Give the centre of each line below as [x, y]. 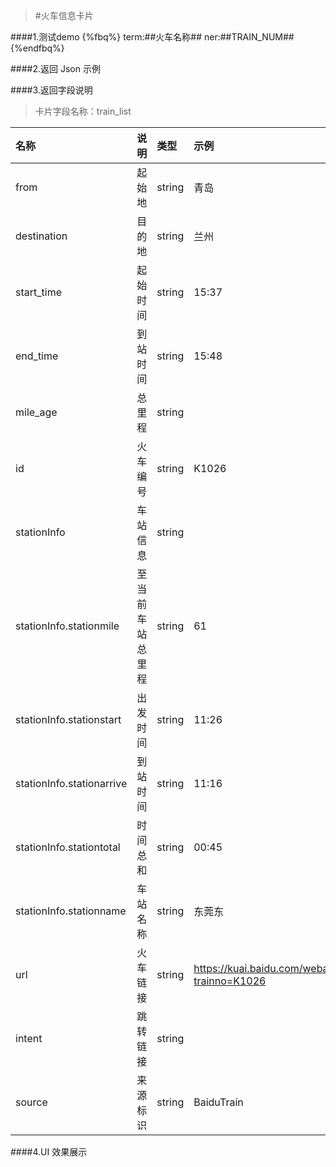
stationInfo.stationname [71, 911]
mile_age [36, 412]
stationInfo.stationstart [68, 719]
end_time [37, 356]
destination [41, 236]
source [31, 1102]
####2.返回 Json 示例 [55, 68]
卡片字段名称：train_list [83, 111]
